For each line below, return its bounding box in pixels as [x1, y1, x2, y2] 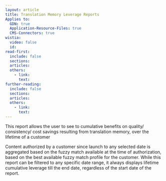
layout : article [5, 7, 39, 12]
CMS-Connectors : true [9, 30, 55, 35]
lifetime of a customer [5, 133, 50, 140]
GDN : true [9, 21, 30, 26]
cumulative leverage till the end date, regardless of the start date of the [5, 164, 151, 170]
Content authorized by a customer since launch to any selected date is [5, 143, 151, 149]
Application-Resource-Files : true [9, 26, 81, 31]
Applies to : [5, 16, 30, 21]
